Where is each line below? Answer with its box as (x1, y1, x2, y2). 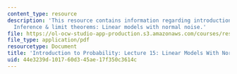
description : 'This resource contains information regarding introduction (7, 17, 232, 24)
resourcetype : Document (7, 43, 78, 50)
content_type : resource (7, 10, 78, 18)
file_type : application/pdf (7, 37, 90, 44)
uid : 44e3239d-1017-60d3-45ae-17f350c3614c (7, 56, 138, 63)
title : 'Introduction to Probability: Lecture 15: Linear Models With (7, 50, 219, 57)
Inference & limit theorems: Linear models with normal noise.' (13, 23, 207, 30)
